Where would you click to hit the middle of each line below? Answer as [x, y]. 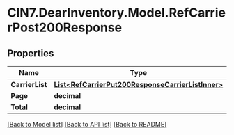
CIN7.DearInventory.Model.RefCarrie [117, 13]
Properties [31, 53]
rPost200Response [65, 27]
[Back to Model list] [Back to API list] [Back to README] [87, 124]
